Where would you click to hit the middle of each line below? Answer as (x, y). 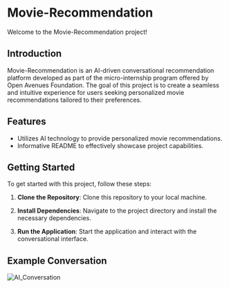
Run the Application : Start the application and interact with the (107, 232)
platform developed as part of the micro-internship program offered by (108, 78)
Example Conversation (57, 261)
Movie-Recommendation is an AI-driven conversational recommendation (111, 70)
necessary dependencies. (54, 218)
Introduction (35, 54)
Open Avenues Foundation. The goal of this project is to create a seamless (113, 85)
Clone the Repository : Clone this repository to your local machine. (112, 197)
